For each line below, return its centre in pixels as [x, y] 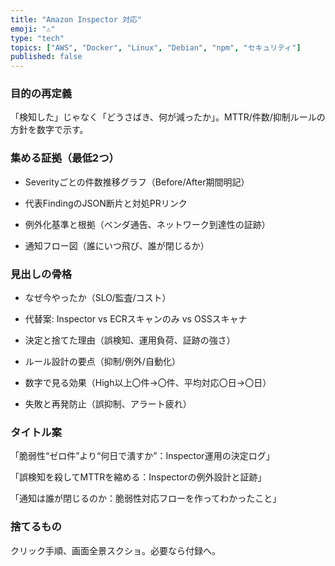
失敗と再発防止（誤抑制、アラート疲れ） [108, 404]
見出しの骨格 [41, 274]
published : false [46, 57]
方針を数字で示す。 [49, 130]
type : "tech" [37, 38]
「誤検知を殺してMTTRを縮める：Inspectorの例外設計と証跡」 [138, 477]
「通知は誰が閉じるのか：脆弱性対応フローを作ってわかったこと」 [146, 498]
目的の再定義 [41, 94]
